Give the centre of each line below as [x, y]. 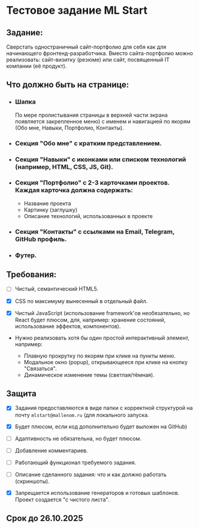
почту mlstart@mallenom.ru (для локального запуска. [82, 415]
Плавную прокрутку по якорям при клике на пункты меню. [99, 356]
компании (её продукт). [37, 66]
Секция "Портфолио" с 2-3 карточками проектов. [92, 183]
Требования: [31, 275]
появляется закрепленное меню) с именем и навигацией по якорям [102, 121]
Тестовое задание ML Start [77, 10]
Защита [22, 394]
